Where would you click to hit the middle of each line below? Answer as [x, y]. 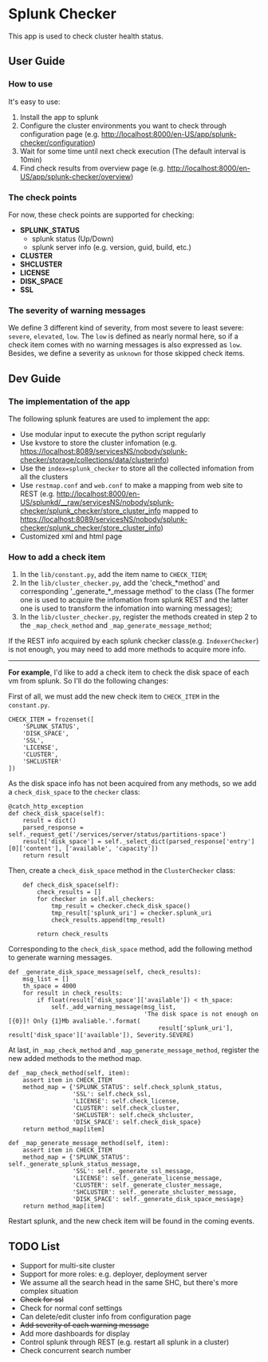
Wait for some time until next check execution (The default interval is [133, 151]
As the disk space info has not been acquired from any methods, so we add [132, 783]
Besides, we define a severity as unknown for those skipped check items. [126, 354]
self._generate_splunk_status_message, [75, 1164]
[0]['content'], [35, 849]
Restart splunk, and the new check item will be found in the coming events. [132, 1221]
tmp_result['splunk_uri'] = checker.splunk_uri [132, 913]
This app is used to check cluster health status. [86, 36]
